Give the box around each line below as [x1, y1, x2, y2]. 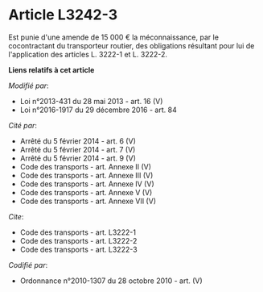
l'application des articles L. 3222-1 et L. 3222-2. [8, 49, 167, 59]
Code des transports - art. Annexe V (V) [19, 187, 153, 197]
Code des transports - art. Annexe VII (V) [19, 196, 157, 206]
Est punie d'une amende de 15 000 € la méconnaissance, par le [8, 32, 220, 42]
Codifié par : [8, 260, 48, 269]
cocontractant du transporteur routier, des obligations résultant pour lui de [8, 40, 255, 50]
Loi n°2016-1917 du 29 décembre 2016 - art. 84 [19, 105, 177, 115]
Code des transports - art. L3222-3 [19, 244, 138, 254]
